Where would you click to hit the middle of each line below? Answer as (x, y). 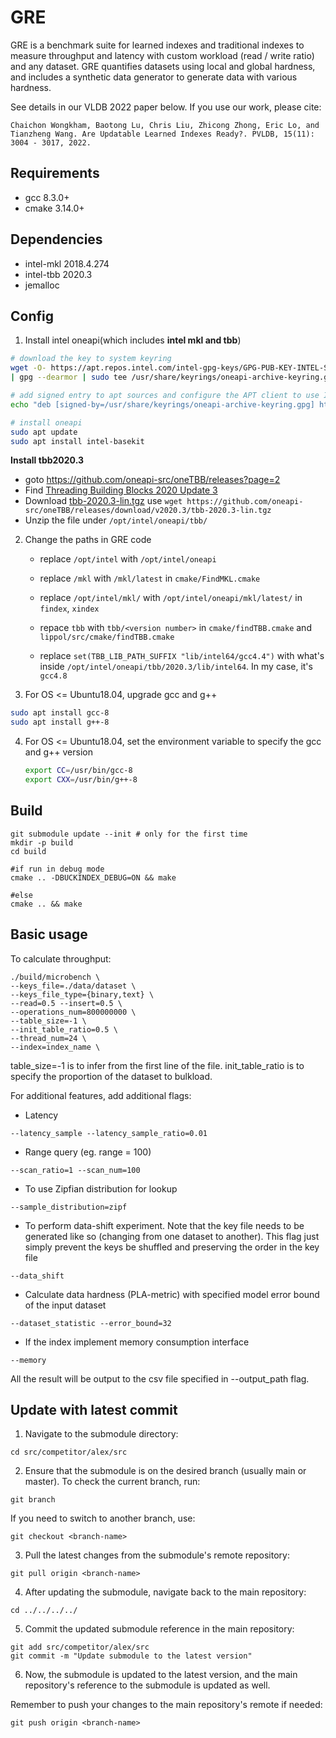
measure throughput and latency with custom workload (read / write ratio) (162, 55)
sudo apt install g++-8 (60, 722)
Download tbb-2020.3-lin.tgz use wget (103, 501)
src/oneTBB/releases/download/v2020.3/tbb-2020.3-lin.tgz (148, 511)
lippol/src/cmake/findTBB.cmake (107, 637)
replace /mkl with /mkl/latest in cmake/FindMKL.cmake (150, 578)
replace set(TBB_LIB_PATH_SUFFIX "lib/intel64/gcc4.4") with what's (182, 656)
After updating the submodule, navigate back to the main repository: (165, 1592)
